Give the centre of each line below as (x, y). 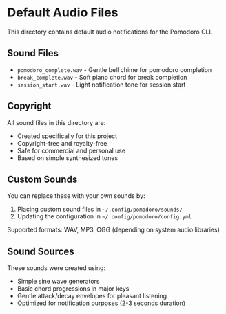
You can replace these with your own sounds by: (76, 196)
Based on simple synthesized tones (68, 158)
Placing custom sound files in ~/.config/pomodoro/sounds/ (100, 209)
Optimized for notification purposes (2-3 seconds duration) (101, 303)
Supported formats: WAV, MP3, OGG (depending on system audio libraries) (114, 230)
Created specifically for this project (67, 136)
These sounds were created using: (56, 268)
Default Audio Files (63, 13)
